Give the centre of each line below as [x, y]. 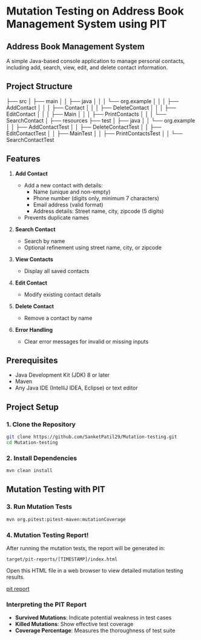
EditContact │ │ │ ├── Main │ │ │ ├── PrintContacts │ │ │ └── [86, 114]
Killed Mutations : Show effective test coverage [74, 624]
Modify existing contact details [62, 294]
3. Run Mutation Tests [39, 507]
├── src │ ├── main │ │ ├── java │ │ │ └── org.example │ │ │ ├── [93, 101]
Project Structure [39, 86]
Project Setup [33, 407]
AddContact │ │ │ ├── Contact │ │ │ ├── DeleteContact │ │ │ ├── [91, 107]
